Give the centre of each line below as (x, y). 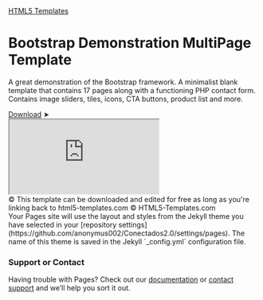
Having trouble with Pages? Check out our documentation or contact (121, 279)
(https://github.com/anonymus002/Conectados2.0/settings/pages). (119, 233)
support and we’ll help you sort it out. (69, 288)
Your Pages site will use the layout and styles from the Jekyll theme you (126, 216)
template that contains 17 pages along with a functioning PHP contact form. (132, 90)
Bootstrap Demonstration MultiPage (130, 43)
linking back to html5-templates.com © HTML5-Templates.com (112, 208)
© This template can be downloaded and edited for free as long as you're (129, 199)
